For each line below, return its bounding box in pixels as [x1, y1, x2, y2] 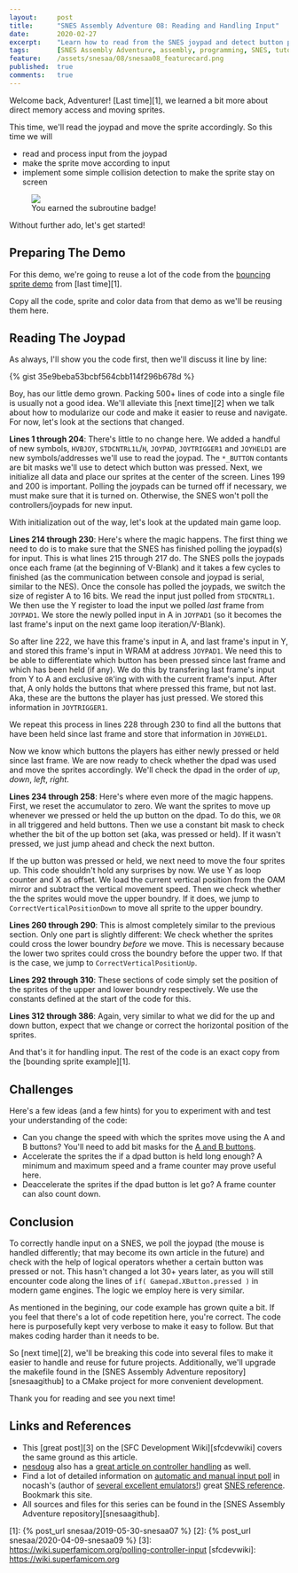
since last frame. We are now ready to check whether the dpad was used [9, 755, 277, 766]
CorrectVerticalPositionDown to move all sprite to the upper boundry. [9, 903, 263, 913]
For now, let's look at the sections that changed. [9, 417, 184, 427]
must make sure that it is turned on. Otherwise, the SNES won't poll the [9, 490, 269, 501]
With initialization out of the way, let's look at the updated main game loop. [9, 517, 282, 528]
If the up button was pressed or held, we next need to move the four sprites [9, 856, 286, 866]
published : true [9, 63, 74, 72]
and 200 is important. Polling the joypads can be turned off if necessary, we [9, 481, 287, 492]
